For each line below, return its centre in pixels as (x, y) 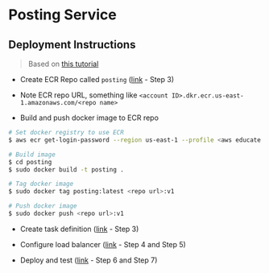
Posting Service (62, 15)
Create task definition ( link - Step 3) (79, 229)
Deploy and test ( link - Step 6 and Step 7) (89, 260)
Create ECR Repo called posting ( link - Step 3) (97, 79)
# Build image (32, 155)
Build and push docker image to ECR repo (89, 118)
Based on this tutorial (63, 64)
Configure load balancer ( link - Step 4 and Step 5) (103, 244)
